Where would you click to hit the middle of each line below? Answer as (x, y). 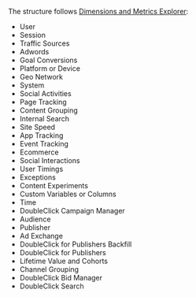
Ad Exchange (41, 236)
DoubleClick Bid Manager (61, 278)
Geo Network (41, 77)
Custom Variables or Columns (68, 194)
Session (32, 35)
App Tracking (41, 136)
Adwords (34, 52)
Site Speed (37, 127)
